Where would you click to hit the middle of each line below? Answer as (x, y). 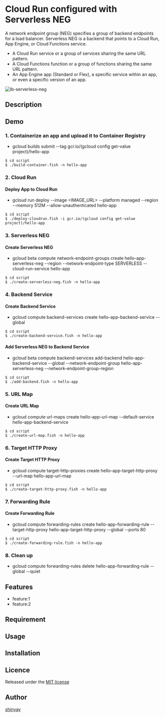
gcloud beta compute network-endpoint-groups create (68, 258)
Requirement (25, 619)
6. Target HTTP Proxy (31, 448)
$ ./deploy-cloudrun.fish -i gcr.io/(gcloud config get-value (70, 219)
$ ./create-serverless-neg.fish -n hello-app (52, 282)
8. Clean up (19, 555)
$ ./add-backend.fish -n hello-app (42, 381)
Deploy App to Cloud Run (31, 189)
